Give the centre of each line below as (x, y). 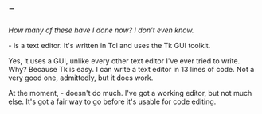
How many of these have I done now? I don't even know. (101, 30)
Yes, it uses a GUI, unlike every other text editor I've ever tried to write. (124, 61)
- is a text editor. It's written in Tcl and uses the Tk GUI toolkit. (109, 45)
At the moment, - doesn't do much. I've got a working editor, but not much (130, 93)
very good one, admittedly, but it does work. (81, 78)
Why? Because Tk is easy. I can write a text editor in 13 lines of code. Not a (131, 69)
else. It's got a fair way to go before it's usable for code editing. (112, 101)
